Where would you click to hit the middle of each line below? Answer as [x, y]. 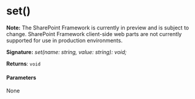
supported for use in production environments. [64, 40]
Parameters [21, 77]
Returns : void [24, 64]
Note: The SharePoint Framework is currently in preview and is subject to [98, 28]
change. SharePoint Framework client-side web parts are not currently [94, 34]
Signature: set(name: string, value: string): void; [67, 52]
